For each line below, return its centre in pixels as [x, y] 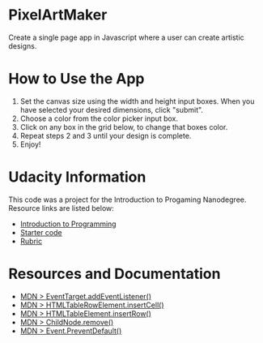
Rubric [31, 241]
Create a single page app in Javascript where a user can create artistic [126, 37]
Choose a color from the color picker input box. [99, 118]
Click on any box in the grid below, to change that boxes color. [124, 126]
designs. [23, 45]
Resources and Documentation [115, 274]
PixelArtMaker [58, 15]
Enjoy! [30, 144]
